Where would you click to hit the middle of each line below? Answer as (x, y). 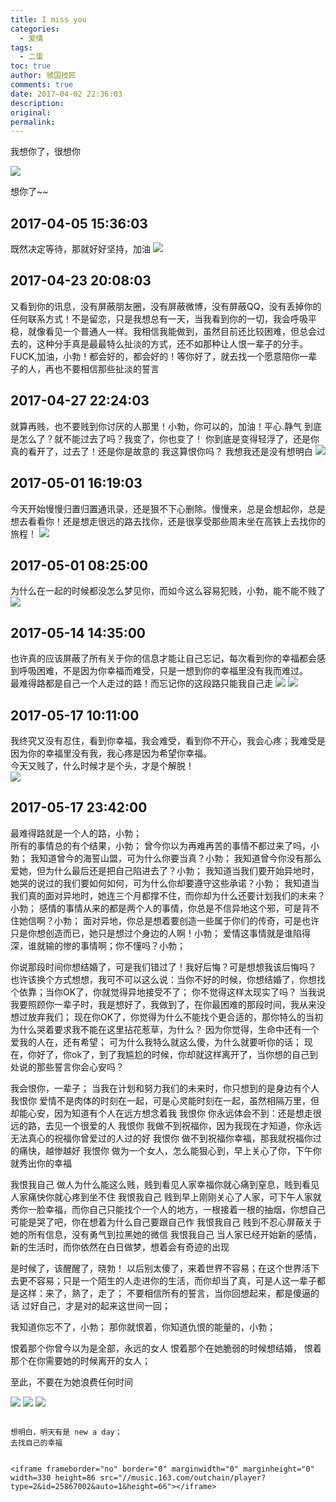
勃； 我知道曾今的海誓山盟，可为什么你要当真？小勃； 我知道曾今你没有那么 (166, 858)
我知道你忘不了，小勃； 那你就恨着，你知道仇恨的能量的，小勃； (143, 1327)
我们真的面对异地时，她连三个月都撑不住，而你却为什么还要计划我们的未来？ (168, 895)
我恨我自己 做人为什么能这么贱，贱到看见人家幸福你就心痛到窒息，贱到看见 (165, 1184)
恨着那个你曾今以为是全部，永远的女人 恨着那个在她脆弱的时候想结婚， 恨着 (166, 1348)
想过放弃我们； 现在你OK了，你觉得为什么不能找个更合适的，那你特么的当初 (167, 1017)
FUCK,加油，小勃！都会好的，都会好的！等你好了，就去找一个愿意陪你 (155, 356)
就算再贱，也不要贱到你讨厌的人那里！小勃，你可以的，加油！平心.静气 (156, 426)
